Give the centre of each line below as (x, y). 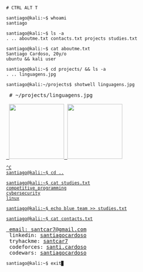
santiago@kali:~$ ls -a (35, 33)
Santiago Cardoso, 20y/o (36, 54)
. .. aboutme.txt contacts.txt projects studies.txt (72, 39)
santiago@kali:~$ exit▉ (35, 263)
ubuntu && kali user (31, 59)
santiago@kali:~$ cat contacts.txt (50, 219)
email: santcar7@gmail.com (48, 230)
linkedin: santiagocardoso (48, 235)
